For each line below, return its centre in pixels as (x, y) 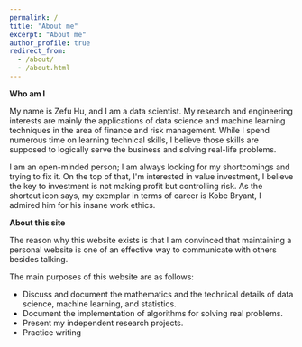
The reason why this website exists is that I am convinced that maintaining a (151, 240)
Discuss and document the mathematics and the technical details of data (158, 294)
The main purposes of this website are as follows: (101, 277)
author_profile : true (50, 43)
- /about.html (44, 68)
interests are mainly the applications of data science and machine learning (147, 120)
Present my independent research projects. (103, 323)
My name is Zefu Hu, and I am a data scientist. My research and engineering (151, 111)
